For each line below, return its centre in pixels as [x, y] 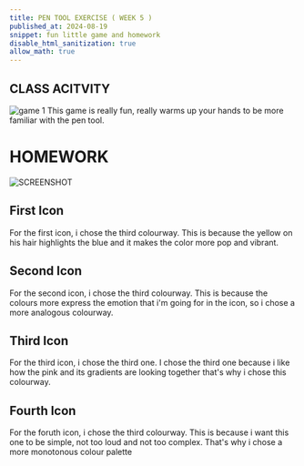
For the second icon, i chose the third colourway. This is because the [139, 293]
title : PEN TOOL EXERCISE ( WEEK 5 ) [81, 18]
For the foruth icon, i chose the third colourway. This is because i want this [149, 432]
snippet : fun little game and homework [85, 35]
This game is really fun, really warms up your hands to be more [165, 110]
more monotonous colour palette [71, 452]
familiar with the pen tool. [57, 120]
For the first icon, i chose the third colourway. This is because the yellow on [151, 232]
